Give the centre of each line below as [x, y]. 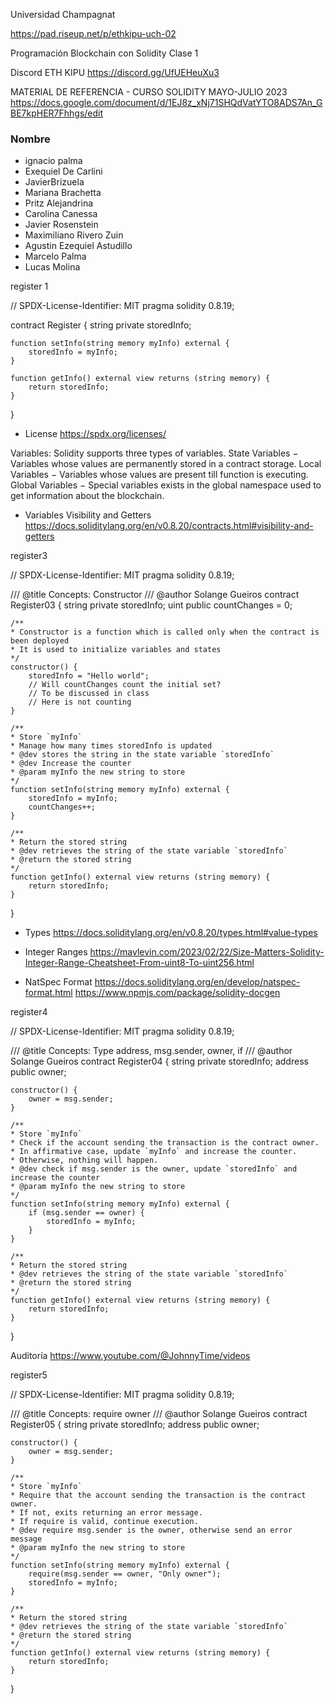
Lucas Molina [52, 267]
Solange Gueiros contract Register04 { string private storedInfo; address [159, 1061]
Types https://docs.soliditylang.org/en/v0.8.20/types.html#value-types [171, 933]
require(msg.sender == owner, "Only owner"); [125, 1574]
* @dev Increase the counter [71, 764]
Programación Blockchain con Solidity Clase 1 [104, 53]
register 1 [29, 286]
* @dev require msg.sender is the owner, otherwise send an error [151, 1530]
